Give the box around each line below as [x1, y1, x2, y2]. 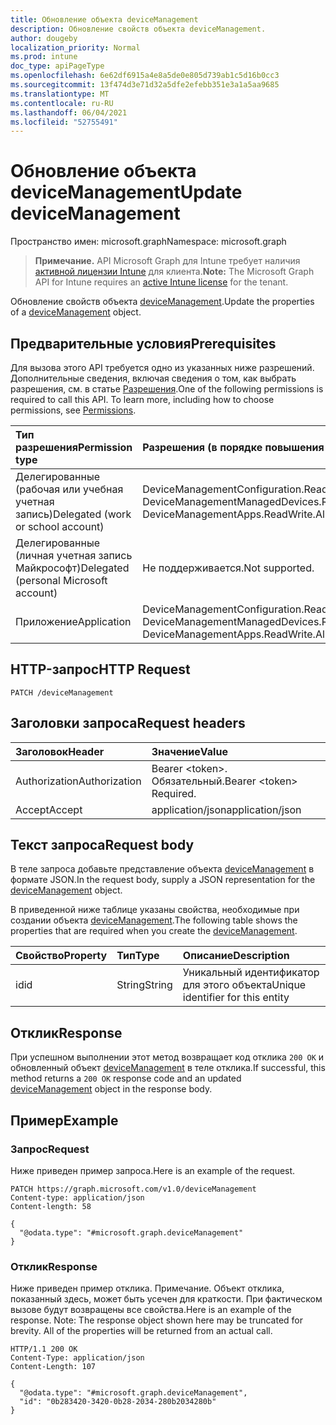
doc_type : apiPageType [10, 61, 105, 71]
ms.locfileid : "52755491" [10, 117, 118, 127]
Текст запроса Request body [10, 837, 195, 854]
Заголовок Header [15, 744, 105, 758]
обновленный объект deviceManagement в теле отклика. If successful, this [10, 1062, 326, 1074]
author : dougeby [10, 33, 78, 43]
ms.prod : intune [10, 52, 78, 62]
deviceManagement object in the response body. [10, 1083, 213, 1095]
